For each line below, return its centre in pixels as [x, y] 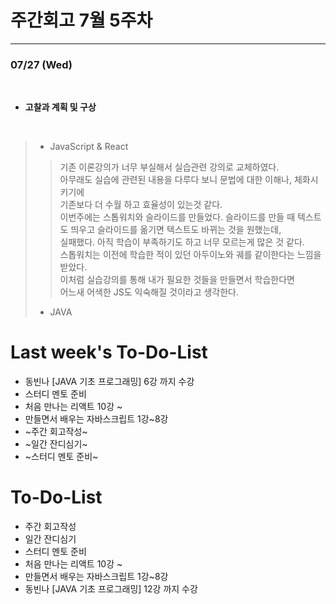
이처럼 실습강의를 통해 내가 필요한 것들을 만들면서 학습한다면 [177, 280]
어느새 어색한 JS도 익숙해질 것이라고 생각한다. [149, 292]
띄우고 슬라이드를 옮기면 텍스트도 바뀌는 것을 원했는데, [176, 230]
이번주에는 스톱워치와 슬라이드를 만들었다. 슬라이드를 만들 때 [177, 217]
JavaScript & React [89, 147]
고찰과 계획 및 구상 [60, 107]
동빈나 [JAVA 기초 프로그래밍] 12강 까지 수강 [111, 589]
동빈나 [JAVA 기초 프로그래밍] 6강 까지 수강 [109, 382]
